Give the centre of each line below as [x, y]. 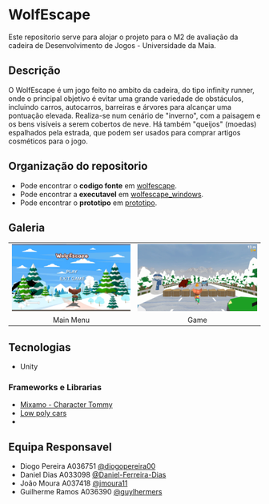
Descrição [34, 71]
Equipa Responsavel [60, 447]
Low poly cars [43, 413]
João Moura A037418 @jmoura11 [74, 483]
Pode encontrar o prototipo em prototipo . [88, 203]
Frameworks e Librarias [55, 387]
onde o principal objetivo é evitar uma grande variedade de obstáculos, [126, 99]
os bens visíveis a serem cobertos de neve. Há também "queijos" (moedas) [132, 124]
